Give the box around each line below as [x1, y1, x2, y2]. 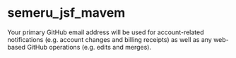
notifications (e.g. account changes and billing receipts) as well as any [7, 35, 212, 43]
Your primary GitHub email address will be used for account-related [7, 28, 204, 36]
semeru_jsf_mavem [7, 5, 126, 21]
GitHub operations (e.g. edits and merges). [27, 43, 152, 51]
